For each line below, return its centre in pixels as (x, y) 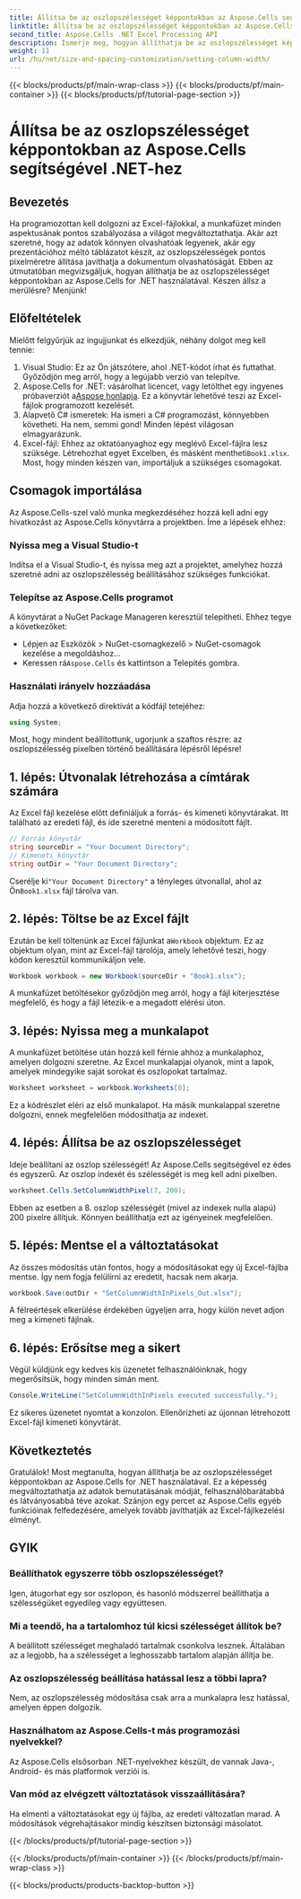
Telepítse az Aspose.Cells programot (91, 597)
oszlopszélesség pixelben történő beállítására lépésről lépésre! (125, 749)
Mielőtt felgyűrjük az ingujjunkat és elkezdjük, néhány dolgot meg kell (138, 340)
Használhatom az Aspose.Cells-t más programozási (125, 1731)
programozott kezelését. (90, 405)
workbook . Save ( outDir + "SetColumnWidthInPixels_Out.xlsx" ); (126, 1293)
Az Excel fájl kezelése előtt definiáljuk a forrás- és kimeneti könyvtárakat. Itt (149, 813)
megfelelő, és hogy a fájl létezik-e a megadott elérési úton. (117, 1003)
